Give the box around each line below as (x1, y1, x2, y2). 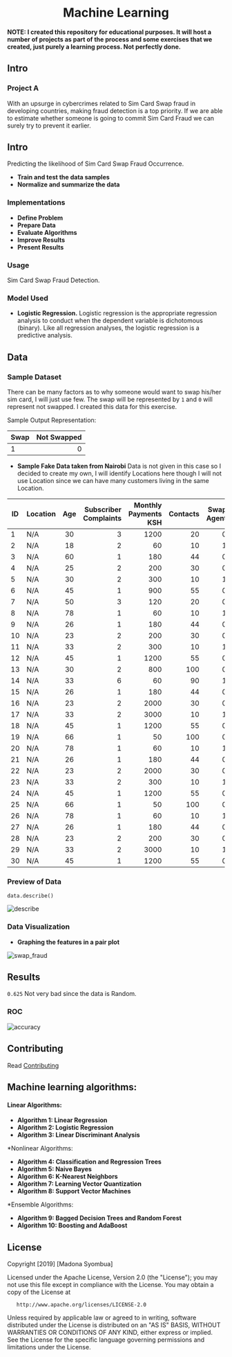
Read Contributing (7, 1061, 59, 1069)
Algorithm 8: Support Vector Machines (17, 1187, 131, 1196)
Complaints (82, 514, 122, 523)
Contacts (168, 509, 200, 519)
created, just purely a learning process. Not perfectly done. (7, 42, 181, 51)
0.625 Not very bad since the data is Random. (7, 990, 137, 998)
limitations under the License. (7, 1342, 91, 1351)
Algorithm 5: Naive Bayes (17, 1165, 92, 1173)
